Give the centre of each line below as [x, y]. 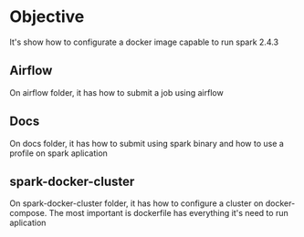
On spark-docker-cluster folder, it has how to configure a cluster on [136, 203]
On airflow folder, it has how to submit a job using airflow [116, 92]
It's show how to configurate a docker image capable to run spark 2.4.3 [144, 42]
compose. [28, 213]
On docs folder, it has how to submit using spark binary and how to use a [147, 143]
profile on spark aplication [58, 153]
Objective [47, 17]
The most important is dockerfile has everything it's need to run [169, 213]
